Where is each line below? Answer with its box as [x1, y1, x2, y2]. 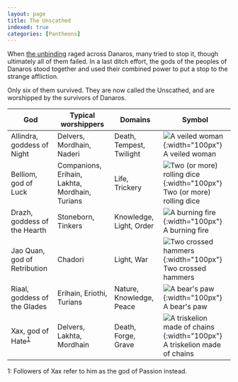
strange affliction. [7, 72, 59, 81]
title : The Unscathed [7, 17, 72, 24]
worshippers [60, 119, 105, 129]
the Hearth [11, 225, 47, 235]
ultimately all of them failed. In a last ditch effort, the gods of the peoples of [7, 58, 227, 66]
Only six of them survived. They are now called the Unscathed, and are [7, 86, 215, 94]
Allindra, [11, 131, 39, 141]
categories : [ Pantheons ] [7, 30, 81, 38]
